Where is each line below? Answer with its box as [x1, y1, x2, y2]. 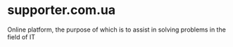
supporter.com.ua [7, 2, 116, 18]
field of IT [7, 32, 35, 41]
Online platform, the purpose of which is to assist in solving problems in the [7, 25, 227, 34]
